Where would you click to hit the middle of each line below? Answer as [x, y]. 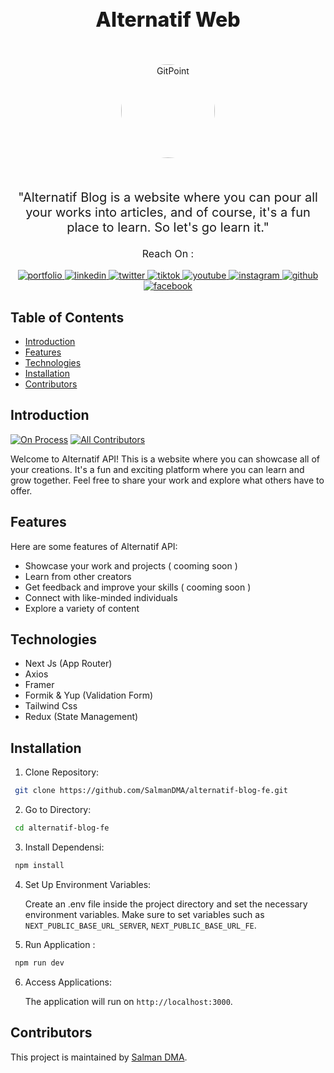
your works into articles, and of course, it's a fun [168, 212]
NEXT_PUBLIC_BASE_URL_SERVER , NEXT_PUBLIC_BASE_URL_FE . [140, 925]
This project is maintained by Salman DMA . [99, 1057]
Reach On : [168, 254]
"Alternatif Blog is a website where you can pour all [168, 197]
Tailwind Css [51, 706]
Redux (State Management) [81, 717]
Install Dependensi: [64, 847]
